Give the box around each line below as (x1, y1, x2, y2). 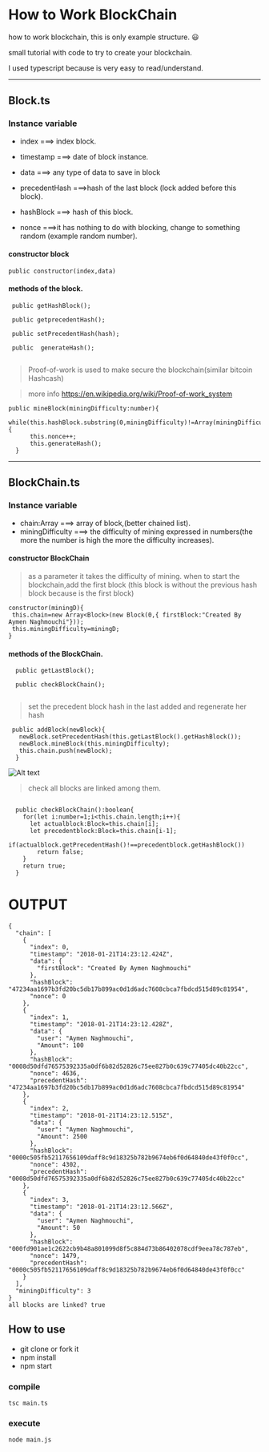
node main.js (8, 1436, 52, 1444)
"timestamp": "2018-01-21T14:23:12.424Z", (29, 950, 174, 959)
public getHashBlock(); (11, 302, 91, 310)
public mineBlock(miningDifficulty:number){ (8, 405, 159, 413)
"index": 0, (29, 944, 70, 952)
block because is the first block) (27, 588, 134, 598)
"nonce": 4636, (29, 1070, 81, 1078)
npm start (19, 1361, 52, 1370)
